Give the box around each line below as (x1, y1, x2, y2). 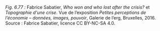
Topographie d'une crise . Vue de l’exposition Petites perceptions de (5, 9, 146, 15)
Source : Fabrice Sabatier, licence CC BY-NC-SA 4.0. (5, 20, 116, 26)
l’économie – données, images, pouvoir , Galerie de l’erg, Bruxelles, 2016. (5, 15, 156, 20)
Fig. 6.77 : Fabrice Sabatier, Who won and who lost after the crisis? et (5, 4, 150, 10)
